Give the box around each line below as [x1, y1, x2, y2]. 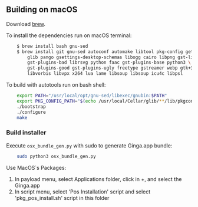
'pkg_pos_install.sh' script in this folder [14, 194, 110, 201]
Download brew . [6, 20, 46, 27]
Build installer [6, 129, 47, 137]
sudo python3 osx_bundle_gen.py [16, 153, 96, 159]
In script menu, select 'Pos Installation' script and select [14, 188, 151, 195]
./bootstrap [16, 103, 46, 110]
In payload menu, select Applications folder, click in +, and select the [14, 175, 182, 182]
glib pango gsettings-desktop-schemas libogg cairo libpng [27, 54, 176, 60]
